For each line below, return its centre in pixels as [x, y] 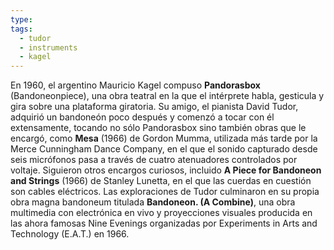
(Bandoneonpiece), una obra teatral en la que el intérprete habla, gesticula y [167, 96]
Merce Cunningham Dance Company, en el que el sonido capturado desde [164, 149]
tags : [21, 29]
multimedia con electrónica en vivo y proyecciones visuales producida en [161, 213]
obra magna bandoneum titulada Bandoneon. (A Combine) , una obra [153, 202]
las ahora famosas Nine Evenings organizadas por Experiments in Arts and [164, 223]
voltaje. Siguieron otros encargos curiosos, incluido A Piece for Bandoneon [166, 170]
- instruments [48, 47]
